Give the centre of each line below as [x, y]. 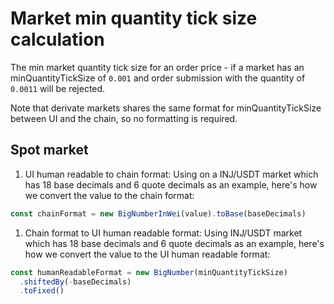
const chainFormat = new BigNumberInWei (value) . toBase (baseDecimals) [158, 213]
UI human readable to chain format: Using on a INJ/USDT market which [171, 174]
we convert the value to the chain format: [109, 195]
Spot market [49, 150]
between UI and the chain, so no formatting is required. [124, 118]
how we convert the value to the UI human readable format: [147, 254]
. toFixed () [42, 291]
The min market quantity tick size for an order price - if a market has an [157, 67]
